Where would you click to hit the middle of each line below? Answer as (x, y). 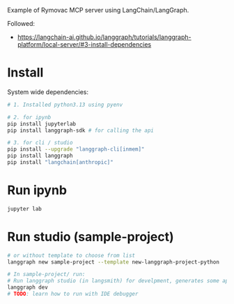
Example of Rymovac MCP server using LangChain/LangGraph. (98, 10)
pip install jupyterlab (42, 124)
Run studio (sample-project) (91, 237)
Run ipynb (37, 190)
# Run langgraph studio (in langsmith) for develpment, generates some (113, 281)
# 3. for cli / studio (40, 143)
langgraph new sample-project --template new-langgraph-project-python (113, 262)
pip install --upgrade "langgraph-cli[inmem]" (76, 149)
